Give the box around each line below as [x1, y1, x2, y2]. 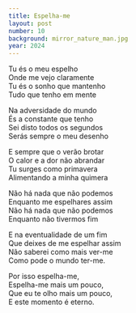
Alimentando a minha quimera [8, 173, 108, 183]
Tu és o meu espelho [8, 64, 79, 74]
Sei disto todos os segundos [8, 123, 104, 133]
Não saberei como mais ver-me [8, 247, 113, 257]
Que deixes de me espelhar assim [8, 239, 121, 248]
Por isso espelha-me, [8, 272, 79, 281]
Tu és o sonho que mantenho [8, 82, 106, 91]
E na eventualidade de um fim [8, 230, 108, 239]
